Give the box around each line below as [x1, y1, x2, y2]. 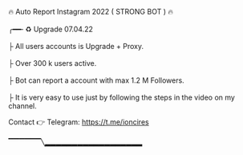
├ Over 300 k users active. [8, 59, 97, 67]
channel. [8, 101, 38, 111]
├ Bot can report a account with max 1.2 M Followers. [8, 75, 184, 85]
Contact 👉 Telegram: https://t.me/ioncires [8, 117, 150, 127]
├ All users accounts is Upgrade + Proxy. [8, 42, 144, 51]
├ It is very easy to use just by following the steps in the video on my [8, 92, 235, 102]
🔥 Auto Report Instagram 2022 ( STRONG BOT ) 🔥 [8, 7, 174, 16]
